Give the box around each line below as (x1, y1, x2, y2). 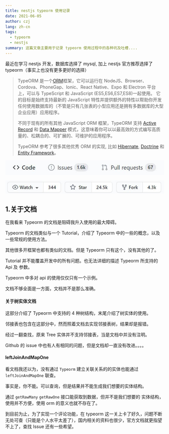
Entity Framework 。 (17, 150, 59, 156)
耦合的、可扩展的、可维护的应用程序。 (35, 132, 115, 138)
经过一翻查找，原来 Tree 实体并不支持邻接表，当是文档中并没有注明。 (5, 331, 150, 338)
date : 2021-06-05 (5, 13, 42, 19)
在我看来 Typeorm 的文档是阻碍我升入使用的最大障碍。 (5, 219, 120, 225)
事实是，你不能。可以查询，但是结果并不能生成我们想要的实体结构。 (5, 383, 147, 389)
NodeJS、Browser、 (104, 77, 147, 83)
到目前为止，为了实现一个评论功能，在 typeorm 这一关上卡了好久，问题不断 (5, 411, 162, 417)
